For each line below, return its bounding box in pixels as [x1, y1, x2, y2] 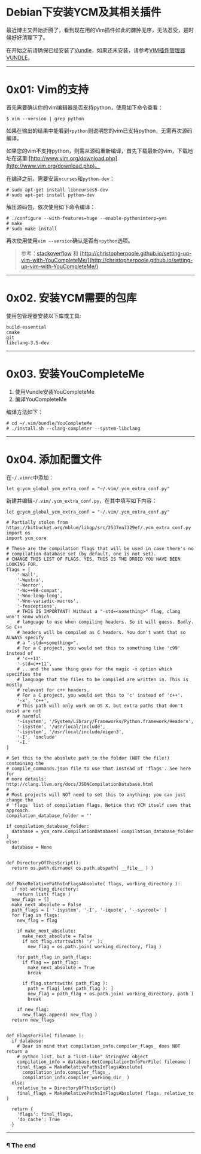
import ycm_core [6, 535, 47, 541]
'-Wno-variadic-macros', [17, 598, 79, 604]
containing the [6, 760, 44, 766]
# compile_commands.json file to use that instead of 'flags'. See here [6, 766, 191, 772]
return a [6, 1048, 28, 1054]
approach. [6, 807, 31, 813]
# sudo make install [6, 226, 58, 232]
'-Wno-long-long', [17, 593, 63, 599]
